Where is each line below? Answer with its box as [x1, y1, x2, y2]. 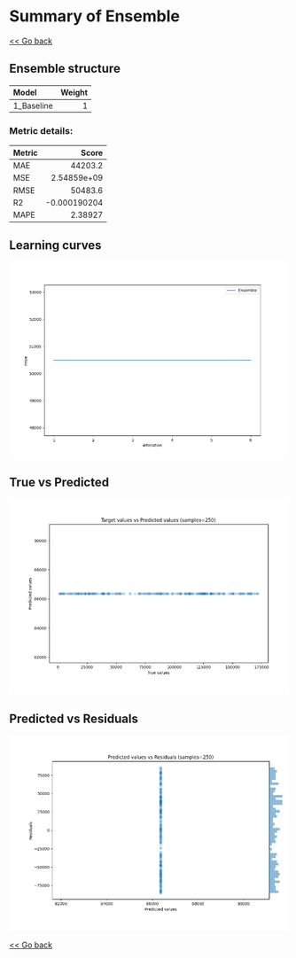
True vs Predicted [9, 474, 109, 489]
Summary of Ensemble [9, 6, 180, 27]
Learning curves [9, 238, 102, 253]
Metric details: [9, 124, 74, 136]
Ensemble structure [9, 61, 121, 76]
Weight [60, 87, 89, 98]
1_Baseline [12, 100, 53, 111]
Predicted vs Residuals [9, 712, 139, 727]
